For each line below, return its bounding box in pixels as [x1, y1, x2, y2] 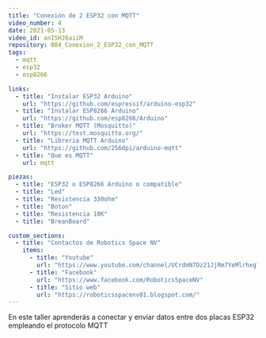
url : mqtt [22, 159, 55, 167]
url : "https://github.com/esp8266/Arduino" [22, 114, 169, 123]
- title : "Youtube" [28, 254, 93, 262]
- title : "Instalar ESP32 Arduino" [15, 92, 133, 100]
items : [22, 247, 44, 255]
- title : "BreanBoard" [15, 217, 90, 225]
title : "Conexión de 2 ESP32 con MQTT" [8, 11, 140, 20]
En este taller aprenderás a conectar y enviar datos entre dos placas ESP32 [8, 313, 255, 322]
